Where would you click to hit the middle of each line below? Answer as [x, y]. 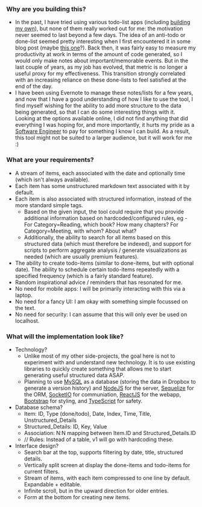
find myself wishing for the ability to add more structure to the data [98, 106]
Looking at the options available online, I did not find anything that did [102, 118]
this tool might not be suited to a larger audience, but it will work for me [103, 138]
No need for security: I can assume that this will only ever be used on [101, 314]
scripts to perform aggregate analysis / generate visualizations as [105, 250]
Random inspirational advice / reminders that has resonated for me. [99, 282]
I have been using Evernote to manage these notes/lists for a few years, [104, 93]
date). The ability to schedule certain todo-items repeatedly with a [97, 269]
